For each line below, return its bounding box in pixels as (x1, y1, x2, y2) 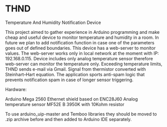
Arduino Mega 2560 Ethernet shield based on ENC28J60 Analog (5, 96, 138, 102)
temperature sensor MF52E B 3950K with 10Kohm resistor (5, 101, 125, 107)
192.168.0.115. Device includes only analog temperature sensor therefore (5, 55, 153, 61)
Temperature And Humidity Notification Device (5, 19, 101, 25)
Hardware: (5, 86, 27, 92)
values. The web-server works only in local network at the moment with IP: (5, 50, 159, 56)
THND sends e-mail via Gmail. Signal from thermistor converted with (5, 66, 146, 72)
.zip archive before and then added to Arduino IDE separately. (5, 116, 132, 122)
